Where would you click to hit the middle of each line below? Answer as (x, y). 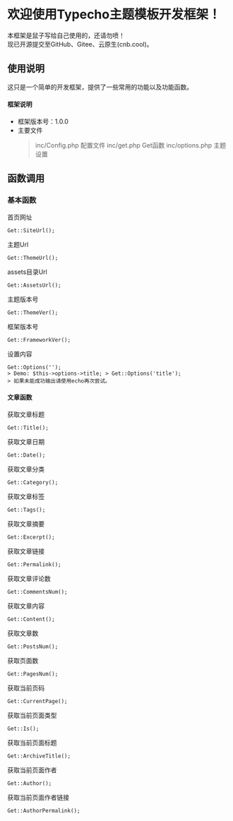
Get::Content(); (31, 619)
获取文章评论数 (29, 578)
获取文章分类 (26, 469)
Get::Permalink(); (34, 564)
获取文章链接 (26, 551)
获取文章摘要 (26, 524)
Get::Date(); (26, 455)
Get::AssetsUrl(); (34, 285)
